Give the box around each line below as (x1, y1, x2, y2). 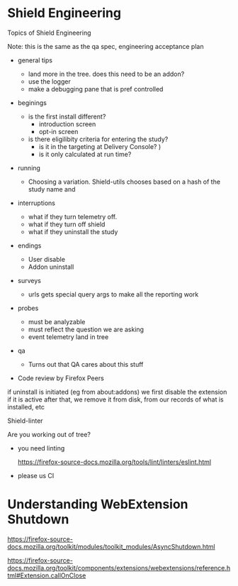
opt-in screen (38, 127, 79, 136)
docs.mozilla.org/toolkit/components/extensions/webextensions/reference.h (7, 563, 231, 572)
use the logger (28, 77, 71, 86)
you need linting (17, 443, 65, 452)
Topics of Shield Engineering (7, 28, 91, 37)
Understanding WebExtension (7, 497, 189, 512)
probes (17, 304, 39, 312)
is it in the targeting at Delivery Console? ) (38, 142, 161, 150)
